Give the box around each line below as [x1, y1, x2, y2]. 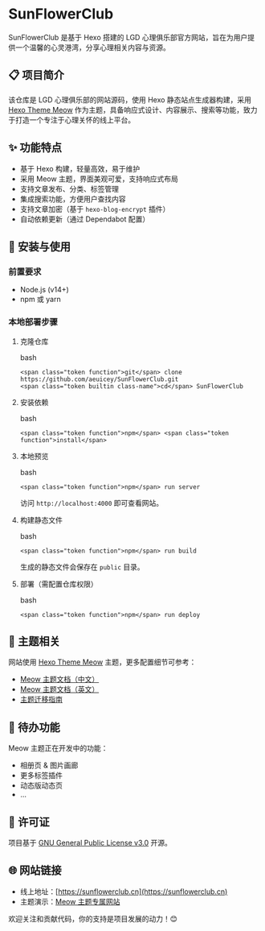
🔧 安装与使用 [8, 239, 71, 254]
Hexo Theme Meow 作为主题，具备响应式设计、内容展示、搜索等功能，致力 [8, 105, 259, 114]
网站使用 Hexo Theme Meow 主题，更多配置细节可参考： [8, 657, 197, 667]
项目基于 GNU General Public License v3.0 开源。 [8, 838, 173, 847]
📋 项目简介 [8, 68, 65, 82]
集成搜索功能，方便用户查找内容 [19, 194, 126, 204]
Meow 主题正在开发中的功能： [8, 743, 108, 753]
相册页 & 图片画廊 [19, 760, 79, 770]
